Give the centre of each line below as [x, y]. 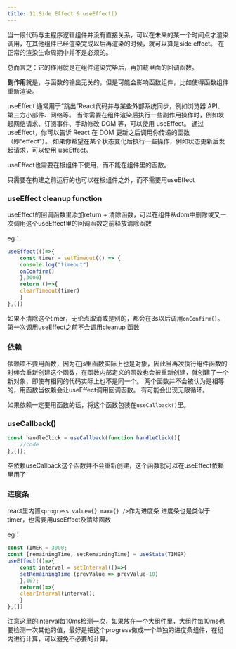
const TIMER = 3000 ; [38, 548]
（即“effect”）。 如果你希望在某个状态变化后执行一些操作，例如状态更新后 [113, 141]
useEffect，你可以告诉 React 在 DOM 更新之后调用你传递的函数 [99, 132]
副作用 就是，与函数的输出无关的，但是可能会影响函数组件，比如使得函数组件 [118, 82]
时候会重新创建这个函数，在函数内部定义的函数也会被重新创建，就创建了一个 [118, 373]
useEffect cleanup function [55, 198]
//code [29, 445]
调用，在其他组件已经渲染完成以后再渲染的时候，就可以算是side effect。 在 [116, 44]
